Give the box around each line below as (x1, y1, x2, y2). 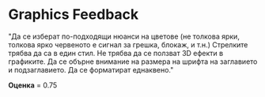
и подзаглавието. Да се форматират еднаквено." (8, 65, 174, 74)
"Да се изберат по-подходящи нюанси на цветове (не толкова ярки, (8, 32, 240, 41)
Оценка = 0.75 (8, 80, 58, 90)
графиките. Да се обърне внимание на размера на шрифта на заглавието (8, 57, 258, 66)
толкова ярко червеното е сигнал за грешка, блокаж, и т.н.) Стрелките (8, 39, 248, 49)
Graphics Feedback (8, 6, 139, 24)
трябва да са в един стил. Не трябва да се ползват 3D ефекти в (8, 48, 224, 58)
